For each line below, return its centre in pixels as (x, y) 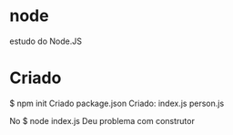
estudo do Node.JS (46, 41)
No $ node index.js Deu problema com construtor (102, 120)
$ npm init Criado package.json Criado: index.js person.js (117, 103)
